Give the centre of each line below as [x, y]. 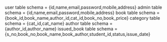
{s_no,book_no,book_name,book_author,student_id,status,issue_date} [77, 34]
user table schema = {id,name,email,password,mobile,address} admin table [83, 7]
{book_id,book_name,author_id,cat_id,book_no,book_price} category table [82, 18]
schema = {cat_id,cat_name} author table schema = [59, 23]
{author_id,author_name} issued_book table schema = [61, 29]
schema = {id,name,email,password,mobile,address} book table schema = [82, 13]
